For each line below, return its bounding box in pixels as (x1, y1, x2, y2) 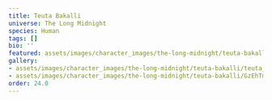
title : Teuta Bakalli (8, 11, 82, 20)
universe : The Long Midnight (8, 19, 107, 27)
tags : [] (8, 34, 38, 43)
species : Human (8, 27, 60, 35)
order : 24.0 (8, 79, 49, 87)
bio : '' (8, 42, 35, 50)
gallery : (8, 57, 38, 65)
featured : (8, 49, 42, 57)
